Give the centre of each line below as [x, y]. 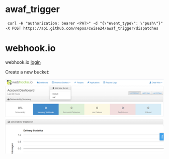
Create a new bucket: [27, 72]
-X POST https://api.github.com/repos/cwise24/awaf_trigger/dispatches [82, 28]
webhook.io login [23, 62]
